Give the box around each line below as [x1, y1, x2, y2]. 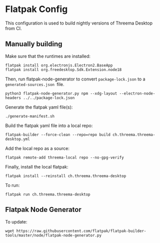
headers [5, 95, 21, 100]
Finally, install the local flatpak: [5, 163, 68, 169]
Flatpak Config [5, 3, 68, 15]
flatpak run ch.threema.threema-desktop [5, 191, 91, 197]
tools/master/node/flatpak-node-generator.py [5, 232, 101, 238]
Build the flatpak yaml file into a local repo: [5, 122, 93, 128]
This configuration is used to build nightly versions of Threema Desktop [5, 20, 152, 26]
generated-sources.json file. [5, 81, 64, 87]
